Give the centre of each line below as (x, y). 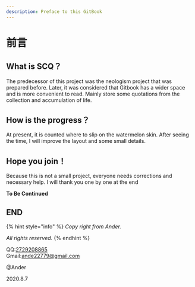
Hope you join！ (36, 161)
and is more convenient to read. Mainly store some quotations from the (93, 94)
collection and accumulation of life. (49, 100)
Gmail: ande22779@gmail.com (43, 256)
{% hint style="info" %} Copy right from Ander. (64, 227)
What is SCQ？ (34, 67)
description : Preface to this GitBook (54, 12)
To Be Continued (27, 194)
